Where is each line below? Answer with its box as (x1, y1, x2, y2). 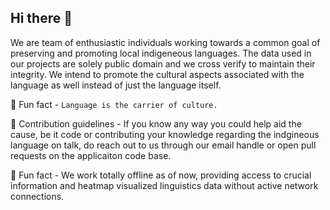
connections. (10, 190, 65, 202)
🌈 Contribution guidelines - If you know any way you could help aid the (10, 117, 302, 130)
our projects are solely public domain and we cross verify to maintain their (10, 57, 316, 70)
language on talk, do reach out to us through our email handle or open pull (10, 139, 317, 151)
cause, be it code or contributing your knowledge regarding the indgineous (10, 128, 320, 140)
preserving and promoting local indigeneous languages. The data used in (10, 47, 312, 59)
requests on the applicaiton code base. (10, 149, 172, 161)
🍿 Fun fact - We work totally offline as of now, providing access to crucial (10, 169, 312, 181)
